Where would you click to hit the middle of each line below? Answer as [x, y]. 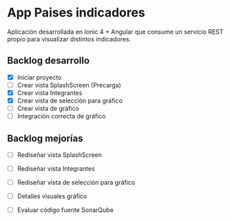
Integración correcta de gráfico [62, 116]
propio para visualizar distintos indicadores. [69, 39]
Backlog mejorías [45, 138]
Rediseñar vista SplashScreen [59, 155]
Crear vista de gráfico [48, 108]
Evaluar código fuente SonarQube [65, 210]
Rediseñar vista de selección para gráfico [76, 182]
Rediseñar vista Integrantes [56, 169]
